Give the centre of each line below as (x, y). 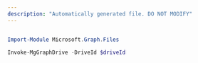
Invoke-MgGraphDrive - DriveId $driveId (67, 52)
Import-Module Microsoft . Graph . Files (63, 40)
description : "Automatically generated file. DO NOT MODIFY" (100, 14)
